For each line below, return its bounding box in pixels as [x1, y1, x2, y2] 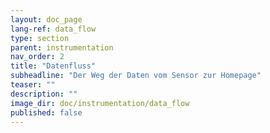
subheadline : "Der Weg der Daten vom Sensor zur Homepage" [10, 71, 262, 81]
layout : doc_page [10, 14, 83, 25]
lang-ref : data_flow [10, 24, 97, 34]
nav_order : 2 [10, 52, 65, 62]
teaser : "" [10, 80, 56, 90]
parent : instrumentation [10, 42, 114, 53]
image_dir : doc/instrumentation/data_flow [10, 98, 190, 108]
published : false [10, 107, 83, 118]
